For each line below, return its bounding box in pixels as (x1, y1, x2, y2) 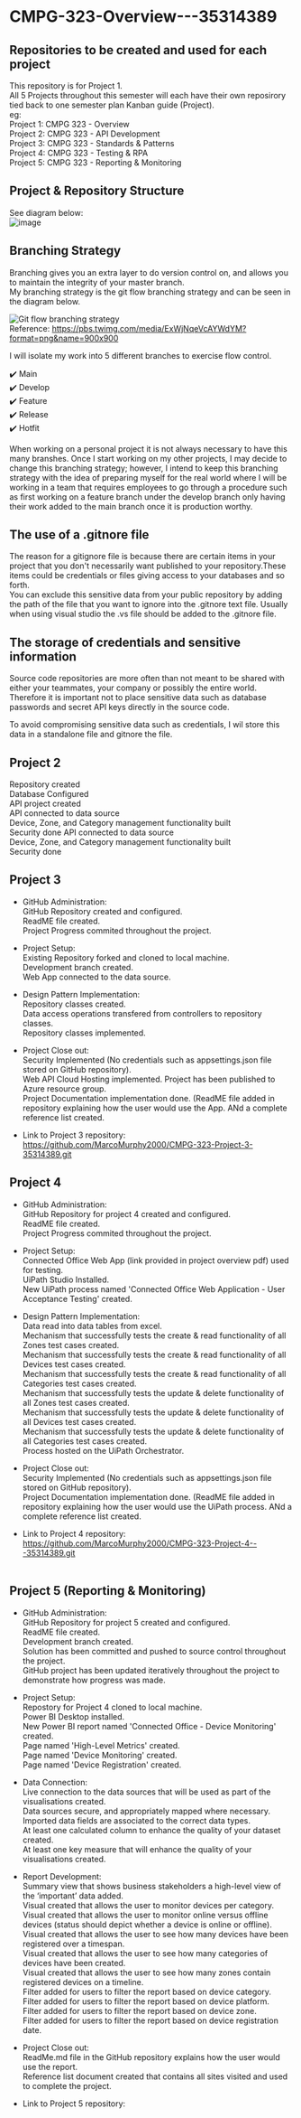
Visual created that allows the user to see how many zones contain (22, 1967, 271, 1978)
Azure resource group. (22, 1082, 106, 1094)
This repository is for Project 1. (9, 80, 123, 91)
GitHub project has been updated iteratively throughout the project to (22, 1664, 280, 1675)
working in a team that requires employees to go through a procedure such (9, 482, 288, 492)
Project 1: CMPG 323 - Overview (9, 119, 131, 129)
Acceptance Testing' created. (22, 1293, 132, 1304)
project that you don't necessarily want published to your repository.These (9, 560, 287, 571)
